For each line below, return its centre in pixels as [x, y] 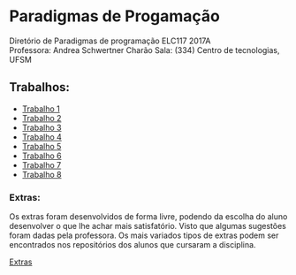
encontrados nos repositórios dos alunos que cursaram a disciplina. [133, 245]
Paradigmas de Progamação [115, 16]
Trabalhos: [40, 87]
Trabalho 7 [42, 164]
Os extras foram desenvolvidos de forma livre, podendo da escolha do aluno [148, 217]
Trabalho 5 [42, 146]
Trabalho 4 [42, 137]
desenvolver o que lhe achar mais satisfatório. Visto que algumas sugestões [148, 226]
